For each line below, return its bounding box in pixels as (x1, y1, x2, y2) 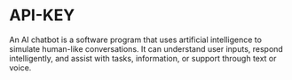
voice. (9, 62, 32, 73)
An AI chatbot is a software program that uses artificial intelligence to (9, 34, 262, 45)
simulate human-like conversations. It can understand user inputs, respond (9, 43, 284, 54)
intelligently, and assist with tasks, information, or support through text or (9, 53, 277, 63)
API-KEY (9, 5, 75, 25)
